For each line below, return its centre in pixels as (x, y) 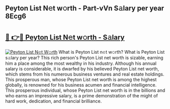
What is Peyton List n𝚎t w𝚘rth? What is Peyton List (111, 52)
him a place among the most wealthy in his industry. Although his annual (81, 63)
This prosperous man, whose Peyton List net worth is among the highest (81, 80)
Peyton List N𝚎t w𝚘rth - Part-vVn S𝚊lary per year (85, 8)
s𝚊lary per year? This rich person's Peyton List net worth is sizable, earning (84, 58)
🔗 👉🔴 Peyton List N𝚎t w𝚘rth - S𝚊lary (65, 37)
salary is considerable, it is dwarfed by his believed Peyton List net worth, (82, 69)
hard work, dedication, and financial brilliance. (54, 101)
